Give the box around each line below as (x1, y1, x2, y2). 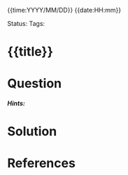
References (7, 155, 76, 172)
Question (7, 76, 62, 91)
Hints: (7, 99, 26, 107)
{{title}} (7, 44, 54, 60)
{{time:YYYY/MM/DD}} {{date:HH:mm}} (7, 6, 121, 14)
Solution (7, 123, 57, 139)
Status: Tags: (7, 20, 45, 27)
